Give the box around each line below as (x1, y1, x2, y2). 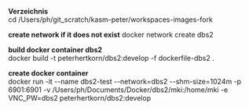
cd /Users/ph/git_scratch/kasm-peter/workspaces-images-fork (8, 15, 214, 24)
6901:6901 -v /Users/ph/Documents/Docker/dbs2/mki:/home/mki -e (8, 85, 229, 94)
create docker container (8, 69, 89, 77)
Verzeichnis (8, 7, 49, 16)
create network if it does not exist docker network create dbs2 (8, 30, 214, 39)
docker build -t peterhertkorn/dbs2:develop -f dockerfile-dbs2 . (8, 54, 214, 62)
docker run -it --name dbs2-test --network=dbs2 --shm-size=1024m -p (8, 77, 242, 86)
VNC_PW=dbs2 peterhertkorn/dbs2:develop (8, 94, 152, 102)
